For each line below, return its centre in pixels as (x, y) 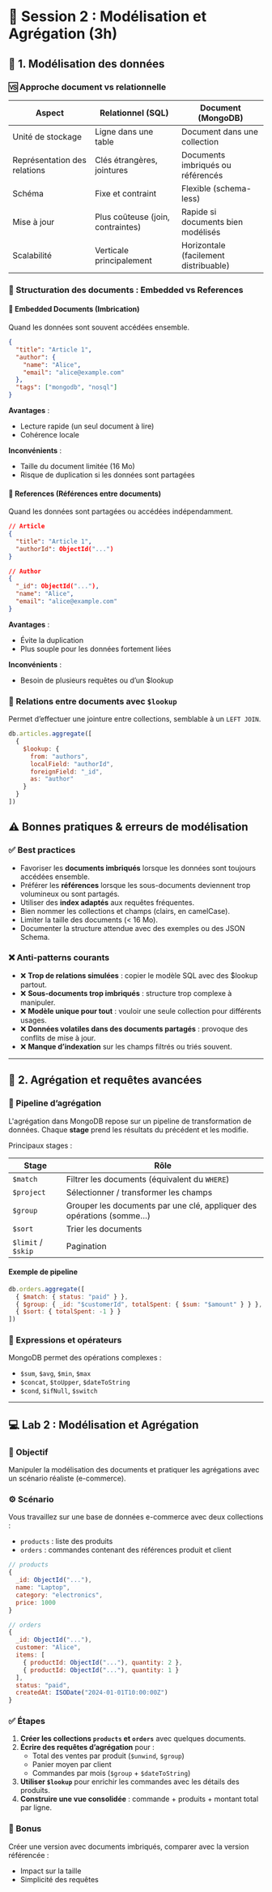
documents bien (212, 222)
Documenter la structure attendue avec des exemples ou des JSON (132, 928)
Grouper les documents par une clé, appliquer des (161, 1205)
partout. (33, 985)
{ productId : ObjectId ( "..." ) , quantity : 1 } (101, 1670)
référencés (202, 175)
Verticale (112, 250)
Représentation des (49, 160)
